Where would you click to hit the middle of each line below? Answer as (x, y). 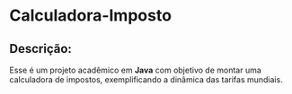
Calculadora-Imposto (91, 16)
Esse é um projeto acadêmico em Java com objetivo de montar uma (136, 70)
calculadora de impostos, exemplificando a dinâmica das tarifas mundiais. (146, 80)
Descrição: (40, 49)
